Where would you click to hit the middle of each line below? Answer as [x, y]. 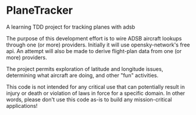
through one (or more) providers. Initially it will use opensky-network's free [98, 45]
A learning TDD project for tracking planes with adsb [71, 27]
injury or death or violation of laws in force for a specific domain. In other [96, 93]
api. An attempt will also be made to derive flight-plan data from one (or [94, 51]
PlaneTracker [40, 10]
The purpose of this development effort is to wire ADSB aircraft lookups [94, 38]
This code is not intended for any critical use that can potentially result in [96, 86]
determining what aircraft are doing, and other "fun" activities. [83, 75]
